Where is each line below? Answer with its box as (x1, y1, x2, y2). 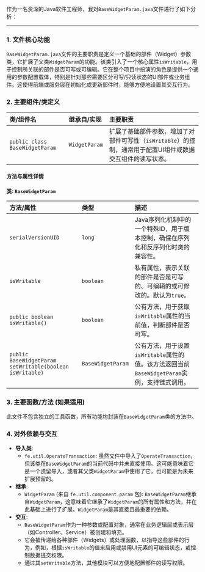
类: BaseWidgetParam (6, 187, 56, 194)
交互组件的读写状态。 (109, 155, 171, 163)
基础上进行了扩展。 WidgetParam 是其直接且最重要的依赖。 (29, 506, 173, 513)
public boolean (9, 313, 54, 320)
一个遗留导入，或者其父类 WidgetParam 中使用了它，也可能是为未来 (29, 468, 194, 475)
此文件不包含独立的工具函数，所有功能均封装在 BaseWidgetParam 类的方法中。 (6, 413, 197, 420)
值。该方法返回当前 (134, 359, 190, 368)
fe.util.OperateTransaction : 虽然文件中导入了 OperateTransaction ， (24, 452, 196, 460)
